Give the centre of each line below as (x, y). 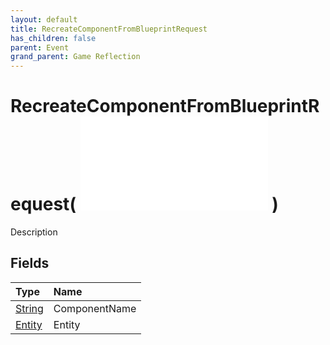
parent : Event (40, 47)
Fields (30, 263)
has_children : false (53, 38)
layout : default (44, 19)
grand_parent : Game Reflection (75, 57)
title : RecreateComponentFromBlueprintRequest (109, 29)
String (29, 308)
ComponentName (95, 308)
